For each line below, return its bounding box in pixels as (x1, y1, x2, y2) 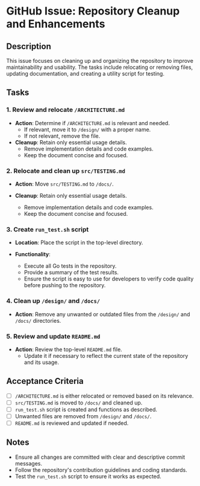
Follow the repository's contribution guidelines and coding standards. (14, 466, 188, 473)
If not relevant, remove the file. (23, 132, 101, 140)
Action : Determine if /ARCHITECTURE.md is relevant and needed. (14, 119, 170, 126)
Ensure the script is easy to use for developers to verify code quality (23, 275, 194, 282)
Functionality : (14, 251, 51, 258)
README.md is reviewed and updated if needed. (14, 419, 129, 427)
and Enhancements (6, 17, 105, 31)
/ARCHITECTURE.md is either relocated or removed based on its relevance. (14, 392, 194, 400)
